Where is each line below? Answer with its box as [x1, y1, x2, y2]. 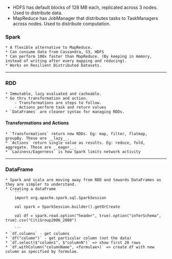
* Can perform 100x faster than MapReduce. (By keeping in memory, [5, 54, 153, 59]
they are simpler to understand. [5, 182, 77, 187]
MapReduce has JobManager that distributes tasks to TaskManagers [12, 15, 159, 21]
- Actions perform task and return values [14, 104, 106, 110]
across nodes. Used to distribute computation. [12, 20, 111, 27]
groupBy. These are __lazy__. [5, 136, 70, 141]
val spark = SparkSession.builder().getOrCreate [14, 204, 120, 209]
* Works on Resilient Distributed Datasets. [5, 63, 102, 68]
